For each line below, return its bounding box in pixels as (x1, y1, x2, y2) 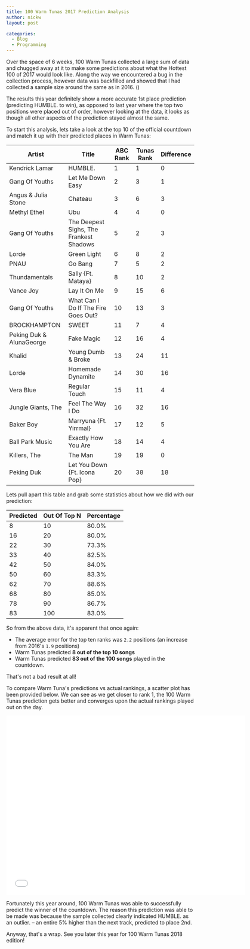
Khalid (9, 352, 27, 359)
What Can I (68, 297, 100, 304)
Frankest (68, 233, 93, 241)
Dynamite (68, 373, 95, 380)
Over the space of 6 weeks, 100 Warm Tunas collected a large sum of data (6, 58, 190, 65)
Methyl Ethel (9, 208, 44, 216)
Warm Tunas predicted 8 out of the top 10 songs (14, 649, 135, 655)
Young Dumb (68, 348, 105, 356)
